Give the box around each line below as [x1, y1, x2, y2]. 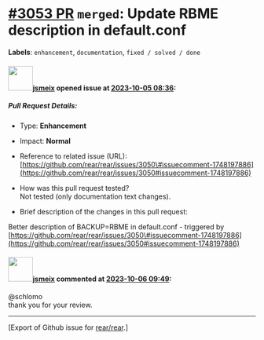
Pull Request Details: [8, 101, 78, 111]
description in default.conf [8, 21, 187, 39]
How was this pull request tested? [19, 183, 130, 192]
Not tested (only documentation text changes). [19, 192, 171, 201]
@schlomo [8, 291, 43, 301]
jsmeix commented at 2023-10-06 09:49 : [32, 274, 172, 283]
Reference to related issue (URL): [19, 151, 127, 161]
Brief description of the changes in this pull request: [19, 207, 189, 216]
